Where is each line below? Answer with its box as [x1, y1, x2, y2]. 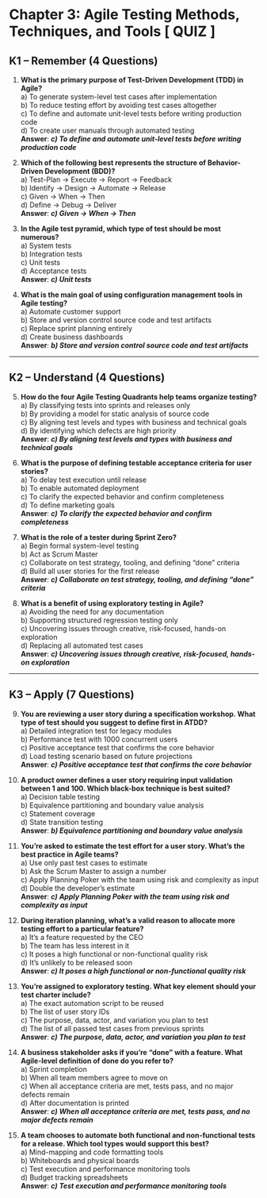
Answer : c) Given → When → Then [20, 209, 136, 218]
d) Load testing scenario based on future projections [20, 751, 193, 761]
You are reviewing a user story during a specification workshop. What [20, 709, 256, 718]
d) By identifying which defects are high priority [20, 426, 177, 435]
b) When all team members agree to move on [20, 1073, 169, 1082]
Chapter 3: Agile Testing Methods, [9, 6, 240, 24]
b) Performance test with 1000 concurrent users [20, 734, 178, 744]
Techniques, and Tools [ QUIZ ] [9, 22, 216, 40]
